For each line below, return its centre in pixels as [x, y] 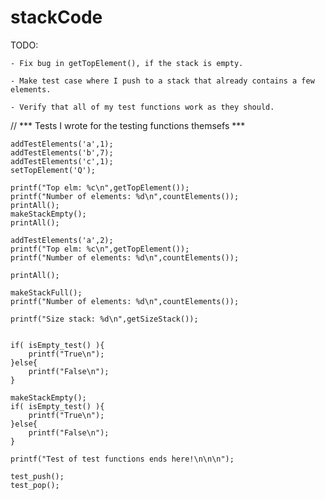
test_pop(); [35, 485]
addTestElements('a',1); [62, 144]
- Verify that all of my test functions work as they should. [142, 107]
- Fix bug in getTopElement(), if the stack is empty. [127, 63]
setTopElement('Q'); [53, 170]
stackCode [56, 17]
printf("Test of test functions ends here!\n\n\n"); [122, 459]
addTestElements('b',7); [62, 152]
